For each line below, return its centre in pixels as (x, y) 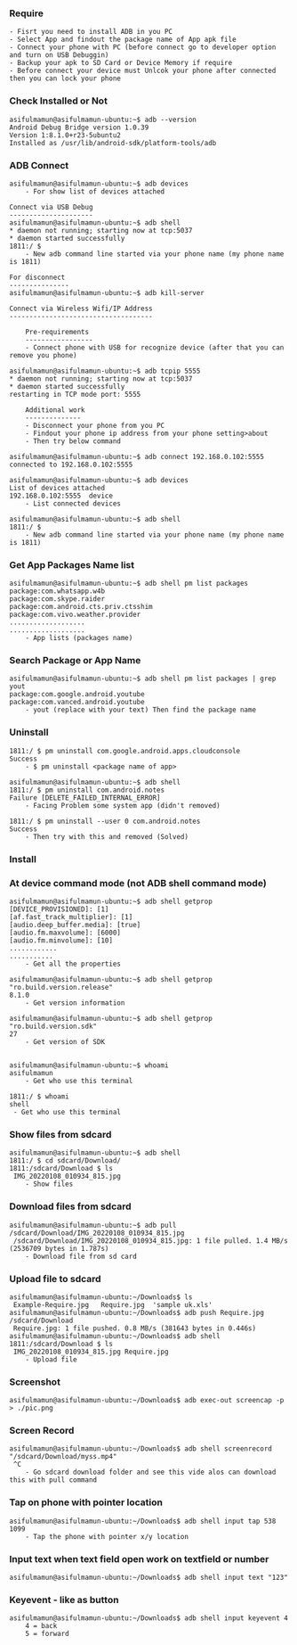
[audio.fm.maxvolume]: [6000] (65, 933)
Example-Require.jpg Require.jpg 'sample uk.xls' (113, 1304)
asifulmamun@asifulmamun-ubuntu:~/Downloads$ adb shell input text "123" (149, 1578)
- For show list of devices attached (95, 191)
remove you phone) (43, 355)
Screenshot (35, 1382)
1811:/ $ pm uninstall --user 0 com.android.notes (105, 821)
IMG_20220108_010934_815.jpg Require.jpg (91, 1352)
